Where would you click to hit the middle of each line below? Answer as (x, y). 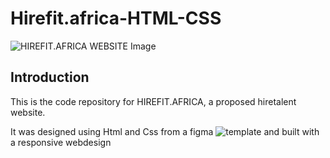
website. (28, 112)
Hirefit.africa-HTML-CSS (116, 18)
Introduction (50, 77)
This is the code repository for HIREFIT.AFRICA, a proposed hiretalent (153, 101)
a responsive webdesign (61, 142)
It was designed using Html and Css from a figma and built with (165, 131)
